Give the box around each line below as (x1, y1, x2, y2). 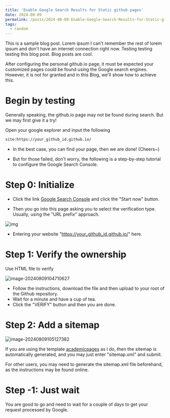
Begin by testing (5, 95, 75, 107)
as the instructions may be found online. (5, 367, 89, 373)
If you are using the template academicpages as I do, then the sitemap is (5, 346, 157, 352)
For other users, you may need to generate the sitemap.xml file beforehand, (5, 361, 163, 367)
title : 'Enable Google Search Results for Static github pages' (5, 7, 144, 13)
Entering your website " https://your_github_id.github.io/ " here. (12, 231, 143, 237)
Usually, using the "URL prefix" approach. (12, 211, 100, 217)
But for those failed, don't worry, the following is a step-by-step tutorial (12, 156, 161, 162)
